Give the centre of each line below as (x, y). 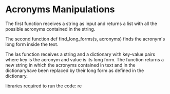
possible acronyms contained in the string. (50, 29)
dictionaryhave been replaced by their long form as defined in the (75, 70)
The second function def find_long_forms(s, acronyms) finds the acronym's (85, 39)
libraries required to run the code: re (44, 86)
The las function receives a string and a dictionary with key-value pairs (80, 54)
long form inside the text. (32, 44)
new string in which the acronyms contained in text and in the (70, 65)
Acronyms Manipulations (60, 9)
